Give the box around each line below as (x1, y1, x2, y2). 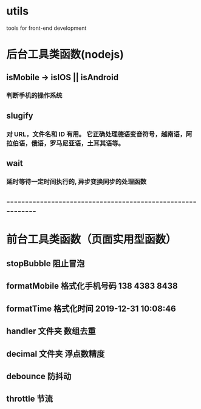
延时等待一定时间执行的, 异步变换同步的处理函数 (6, 177, 147, 186)
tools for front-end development (6, 24, 87, 32)
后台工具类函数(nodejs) (6, 47, 124, 61)
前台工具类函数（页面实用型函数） (6, 232, 177, 246)
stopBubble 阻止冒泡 (6, 258, 85, 269)
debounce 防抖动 (6, 371, 72, 381)
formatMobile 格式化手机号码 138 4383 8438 (6, 281, 178, 291)
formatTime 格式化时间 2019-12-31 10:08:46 (6, 303, 176, 314)
